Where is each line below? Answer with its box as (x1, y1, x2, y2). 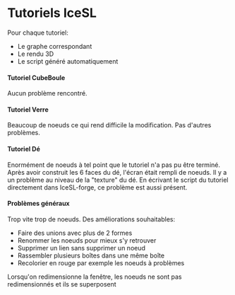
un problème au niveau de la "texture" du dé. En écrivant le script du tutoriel (7, 175, 229, 184)
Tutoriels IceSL (7, 5, 97, 21)
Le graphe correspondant (17, 42, 92, 50)
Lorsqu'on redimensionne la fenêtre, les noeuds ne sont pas (7, 272, 182, 281)
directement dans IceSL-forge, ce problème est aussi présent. (7, 183, 188, 192)
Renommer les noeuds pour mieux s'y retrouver (17, 236, 157, 245)
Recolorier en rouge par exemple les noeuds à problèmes (17, 258, 185, 267)
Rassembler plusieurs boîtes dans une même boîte (17, 251, 164, 260)
